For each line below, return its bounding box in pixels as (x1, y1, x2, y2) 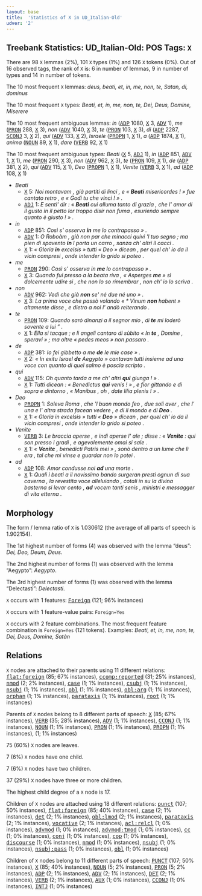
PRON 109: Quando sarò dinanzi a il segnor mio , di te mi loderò (24, 317, 181, 324)
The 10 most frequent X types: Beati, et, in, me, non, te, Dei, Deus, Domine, (6, 101, 192, 109)
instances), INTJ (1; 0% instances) (6, 882, 93, 890)
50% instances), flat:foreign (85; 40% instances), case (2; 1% (6, 806, 172, 814)
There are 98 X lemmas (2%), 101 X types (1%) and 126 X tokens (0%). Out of (6, 59, 196, 66)
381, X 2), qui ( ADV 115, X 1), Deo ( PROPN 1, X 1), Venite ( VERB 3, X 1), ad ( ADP (6, 163, 194, 171)
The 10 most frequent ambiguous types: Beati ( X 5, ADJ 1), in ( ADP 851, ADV (6, 151, 192, 158)
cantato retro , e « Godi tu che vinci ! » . (24, 194, 123, 202)
